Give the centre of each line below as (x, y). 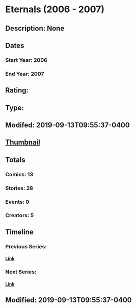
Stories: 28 (19, 188)
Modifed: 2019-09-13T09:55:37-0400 (67, 125)
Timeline (20, 232)
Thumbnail (23, 142)
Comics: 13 (19, 174)
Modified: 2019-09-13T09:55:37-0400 (69, 300)
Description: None (35, 28)
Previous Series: (26, 246)
